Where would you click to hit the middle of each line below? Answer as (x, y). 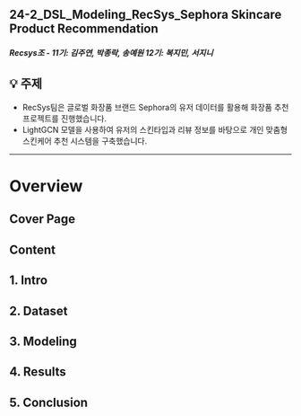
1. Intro (28, 281)
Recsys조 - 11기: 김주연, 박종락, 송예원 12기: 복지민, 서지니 (111, 52)
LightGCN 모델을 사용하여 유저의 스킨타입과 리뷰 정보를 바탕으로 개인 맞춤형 (155, 129)
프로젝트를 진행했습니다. (64, 118)
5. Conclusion (48, 402)
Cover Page (43, 219)
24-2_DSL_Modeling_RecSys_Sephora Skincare (146, 15)
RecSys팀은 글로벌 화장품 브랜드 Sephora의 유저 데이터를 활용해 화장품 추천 (155, 107)
